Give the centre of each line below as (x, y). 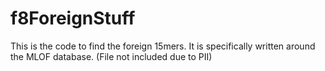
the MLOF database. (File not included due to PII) (111, 56)
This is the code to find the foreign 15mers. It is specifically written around (163, 46)
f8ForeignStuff (73, 18)
